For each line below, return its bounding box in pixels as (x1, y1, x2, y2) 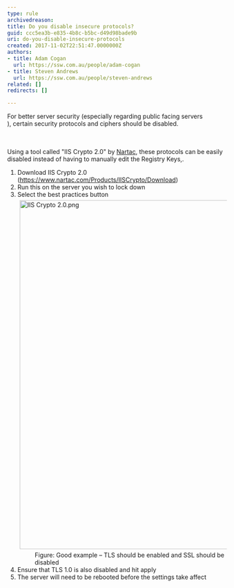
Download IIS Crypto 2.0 (17, 169, 88, 177)
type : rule (7, 10, 39, 17)
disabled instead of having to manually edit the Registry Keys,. (7, 155, 184, 163)
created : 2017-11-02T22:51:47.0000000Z (7, 42, 122, 49)
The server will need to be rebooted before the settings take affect (17, 573, 207, 581)
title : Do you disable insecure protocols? (7, 23, 135, 30)
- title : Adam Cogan (7, 55, 67, 62)
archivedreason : (7, 17, 54, 23)
